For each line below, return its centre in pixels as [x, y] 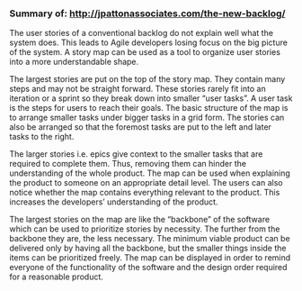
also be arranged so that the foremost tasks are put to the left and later [141, 127]
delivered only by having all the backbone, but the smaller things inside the [148, 248]
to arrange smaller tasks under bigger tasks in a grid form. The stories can [147, 118]
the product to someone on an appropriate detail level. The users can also [146, 183]
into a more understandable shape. [74, 62]
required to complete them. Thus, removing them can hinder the [128, 164]
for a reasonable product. [56, 277]
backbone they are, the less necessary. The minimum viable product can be [150, 239]
